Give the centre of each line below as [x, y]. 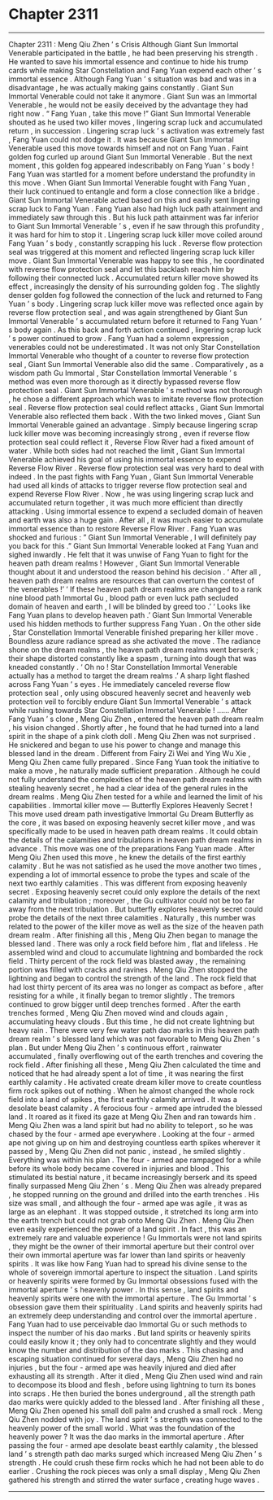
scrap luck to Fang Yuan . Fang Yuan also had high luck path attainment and [136, 208]
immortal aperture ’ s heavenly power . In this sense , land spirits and [123, 1289]
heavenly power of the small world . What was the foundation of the [122, 1428]
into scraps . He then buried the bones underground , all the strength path [132, 1393]
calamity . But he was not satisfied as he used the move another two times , [135, 866]
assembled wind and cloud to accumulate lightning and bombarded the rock [136, 952]
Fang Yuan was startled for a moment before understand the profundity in [132, 174]
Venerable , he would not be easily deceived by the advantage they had [128, 105]
